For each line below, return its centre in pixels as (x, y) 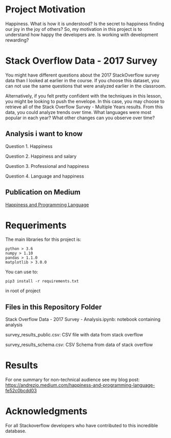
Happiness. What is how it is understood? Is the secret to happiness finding (85, 24)
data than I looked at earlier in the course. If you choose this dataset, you (82, 80)
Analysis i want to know (44, 134)
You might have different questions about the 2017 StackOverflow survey (82, 75)
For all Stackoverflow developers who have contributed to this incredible (82, 426)
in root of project (23, 291)
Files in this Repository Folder (54, 307)
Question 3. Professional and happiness (47, 166)
